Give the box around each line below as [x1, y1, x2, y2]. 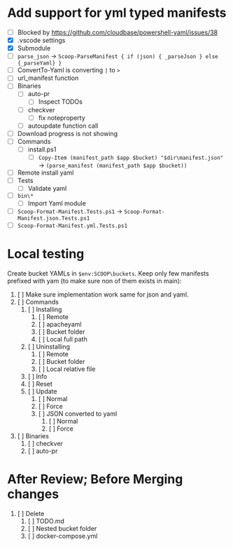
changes [7, 486, 59, 502]
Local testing [7, 246, 85, 262]
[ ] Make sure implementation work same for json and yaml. [17, 290, 189, 299]
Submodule [17, 44, 51, 53]
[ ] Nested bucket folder [27, 524, 97, 532]
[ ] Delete [17, 509, 45, 518]
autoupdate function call [27, 121, 99, 130]
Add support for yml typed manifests [7, 5, 227, 21]
